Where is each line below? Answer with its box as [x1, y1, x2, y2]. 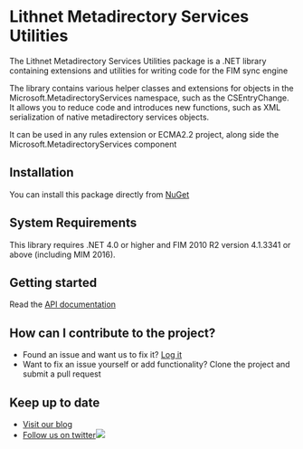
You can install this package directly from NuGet [9, 188, 190, 200]
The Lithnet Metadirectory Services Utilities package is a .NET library [9, 55, 267, 66]
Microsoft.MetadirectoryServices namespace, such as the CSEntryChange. [9, 92, 289, 103]
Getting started [9, 274, 98, 291]
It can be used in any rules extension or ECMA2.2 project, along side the [9, 129, 279, 139]
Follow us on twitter [22, 430, 97, 440]
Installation [9, 165, 74, 180]
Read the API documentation [9, 299, 116, 310]
